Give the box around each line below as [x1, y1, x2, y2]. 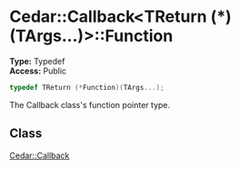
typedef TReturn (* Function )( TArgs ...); [9, 83, 165, 92]
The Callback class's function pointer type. [9, 99, 171, 110]
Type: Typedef [9, 55, 65, 66]
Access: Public [9, 65, 66, 76]
